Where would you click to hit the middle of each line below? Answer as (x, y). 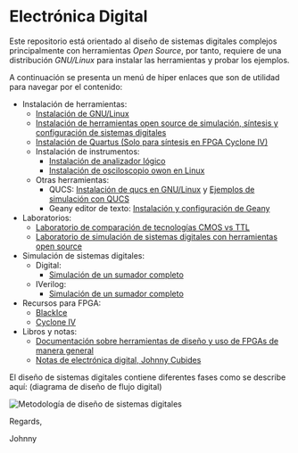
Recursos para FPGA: (62, 303)
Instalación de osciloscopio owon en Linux (127, 170)
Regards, (26, 421)
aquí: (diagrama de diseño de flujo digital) (86, 386)
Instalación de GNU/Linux (82, 113)
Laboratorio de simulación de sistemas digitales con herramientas (157, 236)
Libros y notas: (50, 331)
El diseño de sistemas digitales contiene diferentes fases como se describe (148, 377)
